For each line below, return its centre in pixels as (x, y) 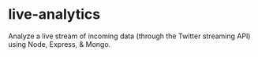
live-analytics (54, 14)
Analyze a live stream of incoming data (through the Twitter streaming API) (129, 36)
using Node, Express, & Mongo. (60, 44)
